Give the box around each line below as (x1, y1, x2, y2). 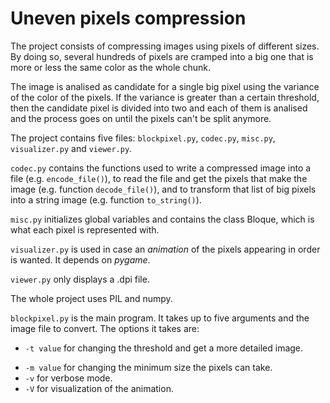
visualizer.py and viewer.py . (10, 142, 133, 154)
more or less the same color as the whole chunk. (10, 61, 211, 73)
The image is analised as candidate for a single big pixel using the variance (10, 80, 320, 92)
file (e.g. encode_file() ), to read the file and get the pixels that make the (10, 172, 308, 184)
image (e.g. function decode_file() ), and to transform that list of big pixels (10, 183, 317, 195)
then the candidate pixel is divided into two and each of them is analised (10, 102, 308, 114)
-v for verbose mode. (24, 372, 113, 384)
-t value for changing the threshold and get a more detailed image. (24, 342, 304, 354)
